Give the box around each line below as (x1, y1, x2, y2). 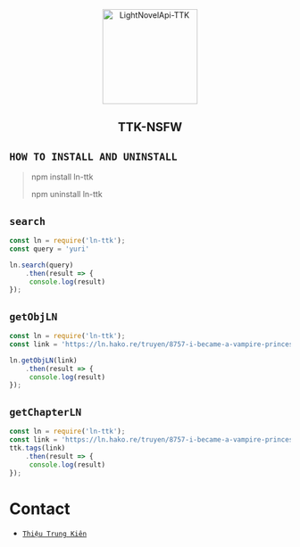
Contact (9, 499, 71, 518)
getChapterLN (9, 405, 82, 419)
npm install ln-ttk (30, 171, 94, 182)
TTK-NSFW (117, 120, 183, 135)
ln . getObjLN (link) (9, 356, 78, 365)
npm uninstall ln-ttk (30, 189, 103, 200)
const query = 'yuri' (9, 244, 90, 253)
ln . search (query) (9, 261, 74, 269)
